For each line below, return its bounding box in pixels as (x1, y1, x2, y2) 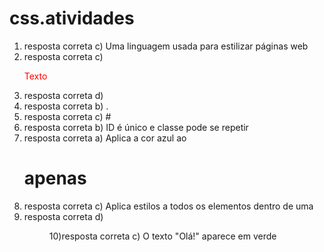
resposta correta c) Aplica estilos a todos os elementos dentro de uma (23, 200, 314, 212)
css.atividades (9, 7, 135, 30)
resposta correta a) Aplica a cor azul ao (23, 132, 187, 144)
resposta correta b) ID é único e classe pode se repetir (23, 121, 249, 133)
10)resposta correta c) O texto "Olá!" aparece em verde (48, 230, 277, 242)
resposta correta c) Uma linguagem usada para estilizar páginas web (23, 40, 309, 52)
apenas (23, 167, 87, 190)
